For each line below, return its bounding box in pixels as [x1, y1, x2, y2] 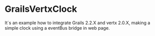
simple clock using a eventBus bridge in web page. [5, 25, 110, 31]
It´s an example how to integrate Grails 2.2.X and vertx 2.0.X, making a [5, 20, 150, 26]
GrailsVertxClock [5, 3, 77, 15]
